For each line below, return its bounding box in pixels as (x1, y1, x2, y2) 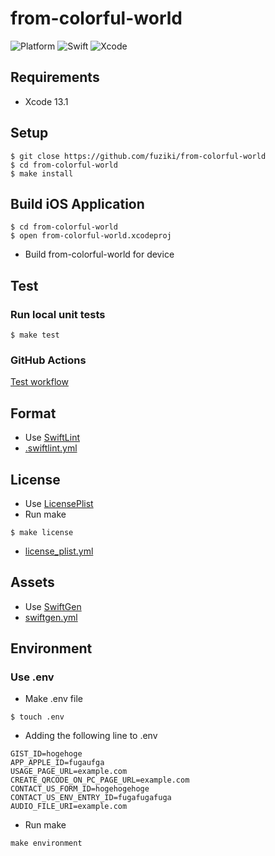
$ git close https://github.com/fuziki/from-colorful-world (10, 151, 267, 161)
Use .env (10, 670, 55, 684)
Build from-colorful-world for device (24, 248, 175, 261)
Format (10, 405, 57, 422)
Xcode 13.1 (24, 95, 69, 107)
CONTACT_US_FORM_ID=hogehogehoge (10, 784, 150, 794)
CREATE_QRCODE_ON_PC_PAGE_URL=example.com (10, 775, 190, 786)
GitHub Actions (10, 353, 87, 367)
